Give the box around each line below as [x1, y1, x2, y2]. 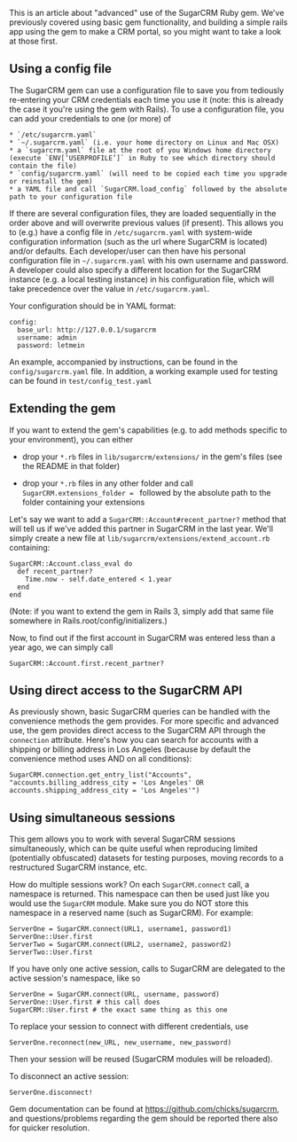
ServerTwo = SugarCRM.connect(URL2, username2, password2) [9, 940, 232, 950]
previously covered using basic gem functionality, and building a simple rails [9, 17, 288, 27]
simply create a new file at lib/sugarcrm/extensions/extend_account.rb [9, 532, 270, 544]
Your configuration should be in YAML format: [9, 301, 176, 311]
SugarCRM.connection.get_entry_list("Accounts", [9, 770, 192, 779]
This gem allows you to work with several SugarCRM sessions [9, 833, 236, 845]
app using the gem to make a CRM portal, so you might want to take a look [9, 27, 282, 36]
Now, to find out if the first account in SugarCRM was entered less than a [9, 632, 276, 643]
